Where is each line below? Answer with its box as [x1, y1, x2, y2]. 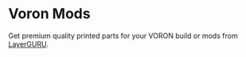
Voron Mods [8, 5, 91, 23]
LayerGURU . [8, 39, 49, 48]
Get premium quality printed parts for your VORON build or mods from [8, 31, 238, 40]
